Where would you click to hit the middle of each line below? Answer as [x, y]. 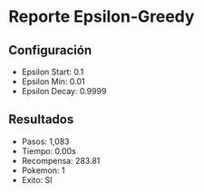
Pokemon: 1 [43, 170]
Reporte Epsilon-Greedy [102, 17]
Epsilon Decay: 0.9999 [64, 91]
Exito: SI [37, 179]
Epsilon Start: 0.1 [53, 72]
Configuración [50, 50]
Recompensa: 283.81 [61, 160]
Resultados [41, 120]
